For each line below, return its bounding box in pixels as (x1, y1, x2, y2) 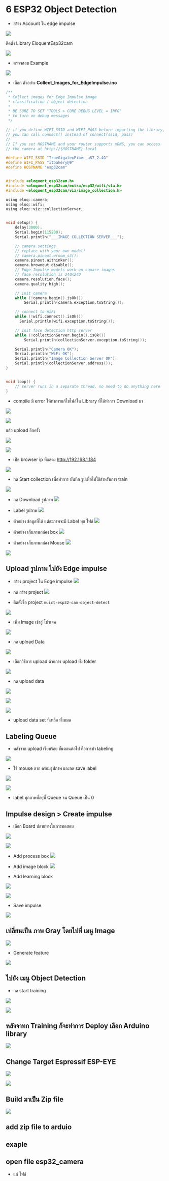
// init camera (15, 291, 47, 296)
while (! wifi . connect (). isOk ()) (15, 314, 83, 319)
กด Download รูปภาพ (13, 496, 53, 502)
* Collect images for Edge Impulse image (8, 94, 97, 100)
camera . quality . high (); (15, 281, 65, 286)
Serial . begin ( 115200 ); (15, 230, 63, 235)
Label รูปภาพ (13, 507, 38, 513)
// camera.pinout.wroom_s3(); (15, 253, 79, 258)
